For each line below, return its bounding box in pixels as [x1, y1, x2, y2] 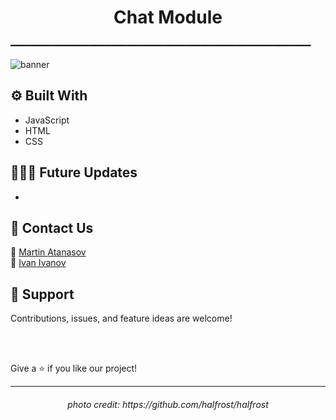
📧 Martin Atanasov [10, 246, 87, 258]
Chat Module [113, 6, 223, 29]
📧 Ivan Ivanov [10, 257, 67, 269]
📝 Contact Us [10, 219, 94, 236]
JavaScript [24, 114, 70, 126]
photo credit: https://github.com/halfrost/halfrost [67, 398, 269, 410]
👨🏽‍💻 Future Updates [10, 164, 138, 181]
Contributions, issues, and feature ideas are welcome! [10, 312, 233, 325]
